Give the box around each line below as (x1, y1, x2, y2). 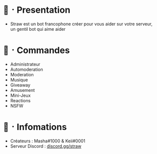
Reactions (10, 97, 31, 103)
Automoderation (10, 66, 43, 72)
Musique (10, 77, 28, 83)
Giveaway (10, 82, 31, 88)
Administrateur (10, 61, 41, 67)
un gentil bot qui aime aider (10, 26, 66, 32)
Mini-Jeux (10, 92, 31, 98)
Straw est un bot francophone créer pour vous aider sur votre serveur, (10, 21, 153, 27)
